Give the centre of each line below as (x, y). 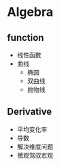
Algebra (30, 12)
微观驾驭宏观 (35, 155)
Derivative (30, 112)
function (26, 38)
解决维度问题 (35, 147)
